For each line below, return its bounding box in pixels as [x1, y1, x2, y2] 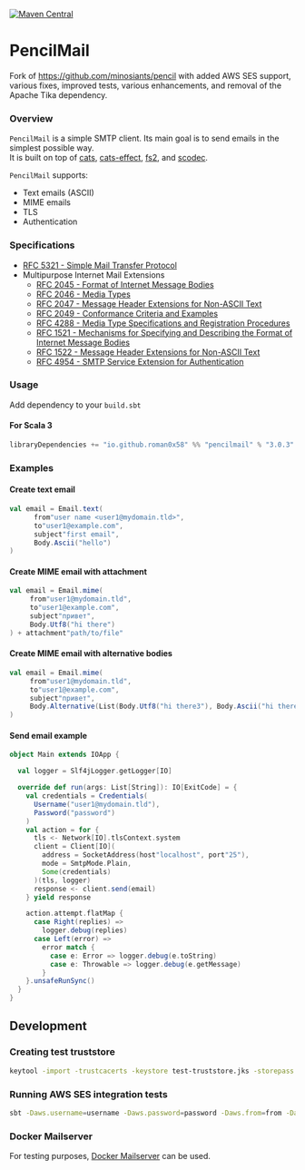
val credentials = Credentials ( [25, 791, 148, 801]
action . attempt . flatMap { [25, 909, 124, 919]
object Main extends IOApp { [9, 750, 120, 760]
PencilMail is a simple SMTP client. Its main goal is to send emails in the [9, 133, 280, 144]
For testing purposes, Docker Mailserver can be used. [9, 1151, 212, 1162]
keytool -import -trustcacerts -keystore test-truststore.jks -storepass [9, 1067, 295, 1076]
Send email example [9, 730, 88, 741]
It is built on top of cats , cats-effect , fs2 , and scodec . [9, 152, 209, 163]
